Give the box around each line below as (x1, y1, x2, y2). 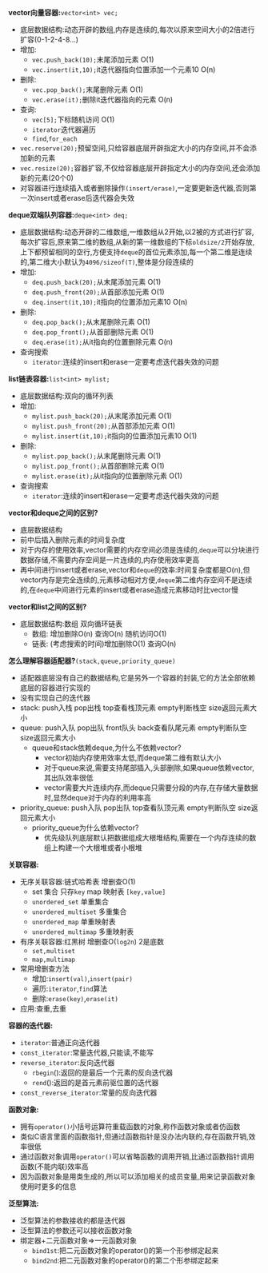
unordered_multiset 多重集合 (31, 907, 127, 916)
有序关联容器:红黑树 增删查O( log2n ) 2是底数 (19, 937, 164, 946)
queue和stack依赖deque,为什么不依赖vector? (31, 743, 182, 752)
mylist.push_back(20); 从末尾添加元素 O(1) (31, 411, 172, 421)
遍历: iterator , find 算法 (31, 984, 108, 993)
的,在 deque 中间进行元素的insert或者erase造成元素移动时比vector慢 (19, 585, 238, 594)
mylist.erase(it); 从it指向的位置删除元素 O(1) (31, 471, 182, 481)
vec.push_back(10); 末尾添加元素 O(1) (31, 55, 154, 64)
